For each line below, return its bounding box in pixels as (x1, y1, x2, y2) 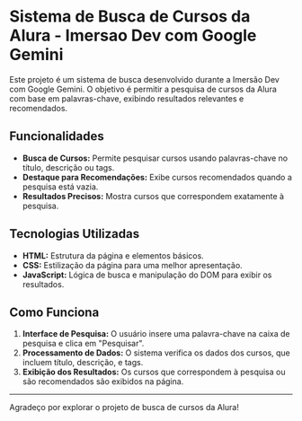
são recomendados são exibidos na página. (22, 376, 184, 387)
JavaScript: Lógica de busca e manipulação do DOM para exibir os (22, 269, 272, 280)
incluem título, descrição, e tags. (22, 357, 144, 368)
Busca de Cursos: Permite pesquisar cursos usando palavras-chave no (22, 153, 289, 163)
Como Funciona (9, 304, 100, 320)
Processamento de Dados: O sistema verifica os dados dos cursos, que (22, 347, 290, 358)
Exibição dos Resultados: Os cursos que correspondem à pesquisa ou (22, 366, 286, 378)
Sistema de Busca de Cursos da (9, 6, 251, 27)
